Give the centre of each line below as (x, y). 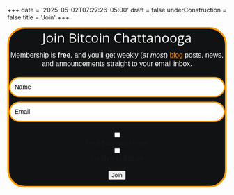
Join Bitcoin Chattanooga (117, 38)
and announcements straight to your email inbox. (117, 64)
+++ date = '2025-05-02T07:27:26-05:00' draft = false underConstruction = (117, 10)
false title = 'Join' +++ (38, 17)
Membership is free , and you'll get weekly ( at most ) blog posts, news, (117, 55)
